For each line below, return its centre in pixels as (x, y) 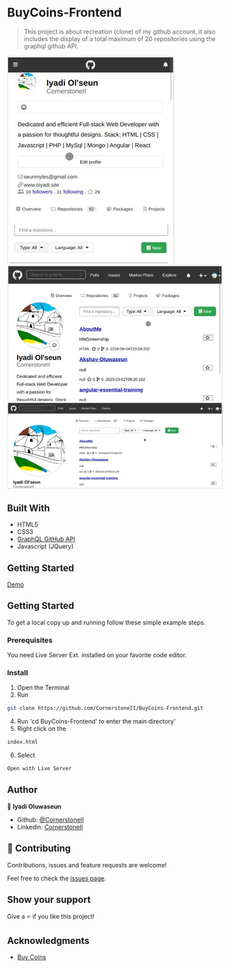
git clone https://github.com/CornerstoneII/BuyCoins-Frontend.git (105, 709)
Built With (28, 508)
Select (26, 755)
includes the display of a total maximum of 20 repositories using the (119, 38)
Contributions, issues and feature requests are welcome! (87, 865)
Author (22, 790)
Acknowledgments (49, 940)
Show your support (49, 900)
